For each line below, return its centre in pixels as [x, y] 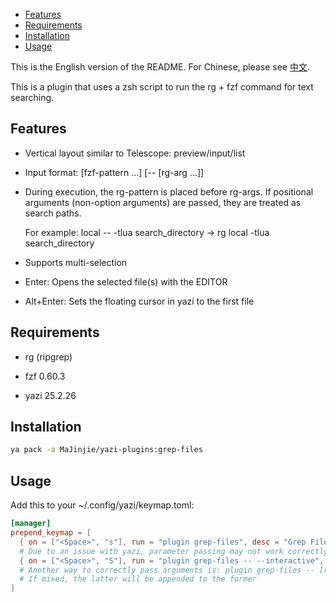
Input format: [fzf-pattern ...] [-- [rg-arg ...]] [114, 172]
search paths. [53, 213]
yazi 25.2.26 [50, 395]
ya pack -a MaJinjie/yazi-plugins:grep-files [106, 450]
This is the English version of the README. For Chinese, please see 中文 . [160, 67]
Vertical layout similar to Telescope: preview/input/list [135, 153]
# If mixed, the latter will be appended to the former [138, 579]
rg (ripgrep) [48, 356]
